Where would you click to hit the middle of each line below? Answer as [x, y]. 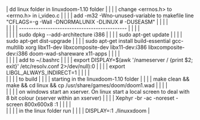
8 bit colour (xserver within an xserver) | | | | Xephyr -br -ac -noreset [90, 98]
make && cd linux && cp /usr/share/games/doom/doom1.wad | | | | [87, 85]
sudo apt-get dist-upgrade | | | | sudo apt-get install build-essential [88, 41]
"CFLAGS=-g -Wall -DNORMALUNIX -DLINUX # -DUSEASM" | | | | [87, 22]
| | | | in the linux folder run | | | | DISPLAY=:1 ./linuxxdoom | [78, 111]
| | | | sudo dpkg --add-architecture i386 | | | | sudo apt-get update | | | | [94, 35]
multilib [15, 47]
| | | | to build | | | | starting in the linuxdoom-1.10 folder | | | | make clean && [98, 79]
